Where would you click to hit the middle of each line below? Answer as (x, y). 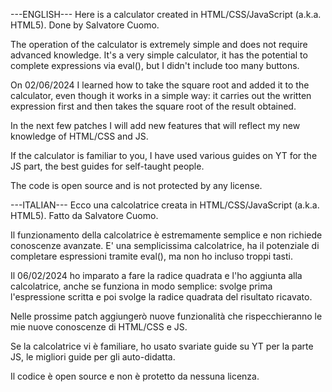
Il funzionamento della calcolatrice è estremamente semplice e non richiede (166, 235)
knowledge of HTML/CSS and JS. (79, 136)
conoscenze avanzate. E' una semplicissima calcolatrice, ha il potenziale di (165, 245)
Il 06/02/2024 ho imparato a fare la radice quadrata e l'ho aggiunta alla (156, 275)
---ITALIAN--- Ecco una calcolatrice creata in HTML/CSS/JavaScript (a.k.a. (165, 205)
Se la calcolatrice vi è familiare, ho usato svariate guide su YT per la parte (162, 346)
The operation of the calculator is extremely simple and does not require (159, 44)
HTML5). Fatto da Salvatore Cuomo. (84, 215)
